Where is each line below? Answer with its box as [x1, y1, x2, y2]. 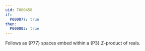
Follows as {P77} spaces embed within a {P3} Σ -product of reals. [5, 40, 140, 46]
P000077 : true [10, 17, 39, 22]
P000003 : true [10, 26, 39, 31]
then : [5, 21, 17, 27]
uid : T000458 [5, 7, 33, 13]
